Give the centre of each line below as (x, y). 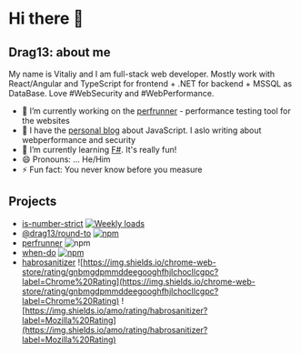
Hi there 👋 (46, 19)
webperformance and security (79, 140)
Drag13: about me (60, 52)
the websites (45, 121)
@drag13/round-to (56, 233)
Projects (33, 202)
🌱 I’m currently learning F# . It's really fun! (99, 150)
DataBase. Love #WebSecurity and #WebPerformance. (111, 93)
